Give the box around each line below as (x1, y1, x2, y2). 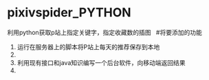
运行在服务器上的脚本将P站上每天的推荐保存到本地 (16, 42, 160, 51)
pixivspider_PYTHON (7, 5, 132, 21)
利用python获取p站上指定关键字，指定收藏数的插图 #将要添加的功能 (7, 28, 203, 36)
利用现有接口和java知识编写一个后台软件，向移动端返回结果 (16, 58, 186, 66)
